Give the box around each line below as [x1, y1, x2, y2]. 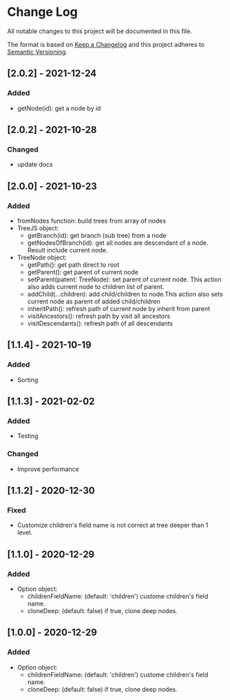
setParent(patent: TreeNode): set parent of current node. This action [27, 275, 222, 283]
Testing [17, 432, 39, 440]
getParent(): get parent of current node [27, 268, 139, 276]
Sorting [17, 375, 39, 383]
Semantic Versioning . [7, 48, 67, 56]
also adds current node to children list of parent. [27, 283, 165, 290]
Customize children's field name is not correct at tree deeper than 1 [17, 521, 209, 530]
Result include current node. [27, 246, 108, 254]
